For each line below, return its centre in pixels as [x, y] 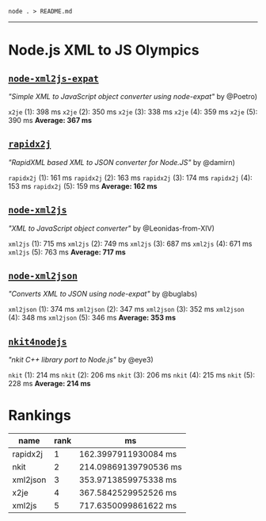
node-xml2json [43, 276]
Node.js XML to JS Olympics [104, 50]
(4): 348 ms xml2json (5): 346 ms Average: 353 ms [92, 318]
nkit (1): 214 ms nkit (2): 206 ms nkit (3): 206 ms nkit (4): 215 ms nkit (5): [132, 375]
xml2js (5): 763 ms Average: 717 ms [67, 252]
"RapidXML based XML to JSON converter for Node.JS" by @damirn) [122, 162]
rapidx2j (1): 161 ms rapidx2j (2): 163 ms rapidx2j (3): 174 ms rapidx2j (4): [131, 178]
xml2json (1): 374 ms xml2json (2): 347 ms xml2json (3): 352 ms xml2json [126, 309]
